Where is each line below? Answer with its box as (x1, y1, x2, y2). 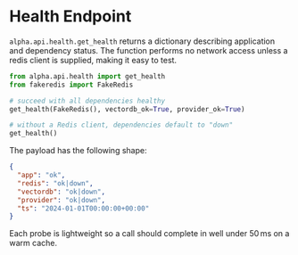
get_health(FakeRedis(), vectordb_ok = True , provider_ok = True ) (9, 104, 245, 113)
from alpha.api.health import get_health (9, 71, 166, 81)
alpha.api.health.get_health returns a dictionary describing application (9, 36, 276, 46)
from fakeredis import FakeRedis (9, 80, 134, 89)
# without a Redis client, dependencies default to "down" (9, 120, 234, 130)
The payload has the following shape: (9, 145, 147, 156)
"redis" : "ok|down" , (17, 178, 94, 188)
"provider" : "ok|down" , (17, 195, 105, 204)
